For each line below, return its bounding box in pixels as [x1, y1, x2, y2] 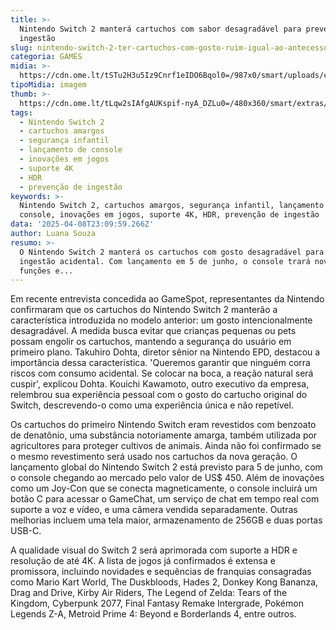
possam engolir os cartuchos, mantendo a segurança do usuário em [10, 336, 292, 348]
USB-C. [10, 525, 42, 537]
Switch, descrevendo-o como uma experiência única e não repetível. [10, 399, 294, 411]
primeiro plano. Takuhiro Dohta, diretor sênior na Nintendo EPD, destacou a [10, 346, 321, 358]
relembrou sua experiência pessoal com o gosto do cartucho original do [10, 389, 308, 401]
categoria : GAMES [10, 52, 83, 62]
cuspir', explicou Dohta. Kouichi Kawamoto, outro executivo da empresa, [10, 378, 310, 390]
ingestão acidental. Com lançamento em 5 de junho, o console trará [19, 256, 311, 266]
